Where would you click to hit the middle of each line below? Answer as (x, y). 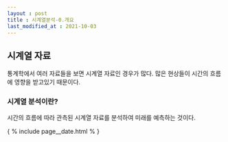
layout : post (27, 13)
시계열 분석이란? (33, 102)
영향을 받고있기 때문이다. (47, 82)
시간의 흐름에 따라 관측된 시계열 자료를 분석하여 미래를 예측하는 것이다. (101, 118)
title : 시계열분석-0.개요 (41, 20)
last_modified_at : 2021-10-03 (52, 26)
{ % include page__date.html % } (53, 132)
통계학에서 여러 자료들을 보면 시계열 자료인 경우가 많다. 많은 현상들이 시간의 (108, 73)
